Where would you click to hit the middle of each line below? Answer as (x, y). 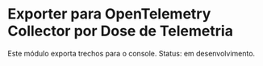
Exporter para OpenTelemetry (109, 14)
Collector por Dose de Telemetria (120, 31)
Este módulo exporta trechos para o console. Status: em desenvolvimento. (131, 53)
